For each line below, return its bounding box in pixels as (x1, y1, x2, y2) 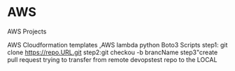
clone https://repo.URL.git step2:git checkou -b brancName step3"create (7, 48, 218, 56)
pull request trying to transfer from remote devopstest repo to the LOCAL (7, 55, 218, 63)
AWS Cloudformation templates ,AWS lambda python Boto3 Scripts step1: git (7, 40, 228, 49)
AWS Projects (7, 27, 47, 35)
